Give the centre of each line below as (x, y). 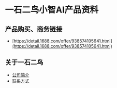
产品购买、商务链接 (34, 29)
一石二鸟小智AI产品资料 (52, 10)
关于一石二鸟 (24, 62)
